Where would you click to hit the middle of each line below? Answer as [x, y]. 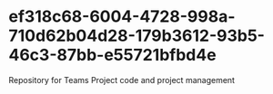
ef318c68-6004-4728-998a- [122, 17]
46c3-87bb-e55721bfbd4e [112, 55]
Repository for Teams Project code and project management [122, 80]
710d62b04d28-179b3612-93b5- [137, 36]
